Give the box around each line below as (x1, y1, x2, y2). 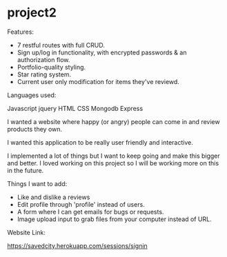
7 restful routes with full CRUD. (17, 41, 105, 49)
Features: (7, 28, 34, 36)
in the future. (7, 166, 44, 174)
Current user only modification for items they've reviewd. (17, 77, 179, 85)
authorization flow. (17, 55, 70, 63)
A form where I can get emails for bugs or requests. (17, 207, 164, 216)
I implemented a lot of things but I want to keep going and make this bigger (7, 152, 221, 160)
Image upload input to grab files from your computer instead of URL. (17, 215, 212, 223)
